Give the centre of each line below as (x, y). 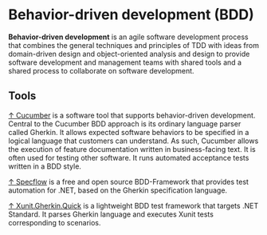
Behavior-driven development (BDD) (132, 15)
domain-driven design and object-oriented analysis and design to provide (129, 54)
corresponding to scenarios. (55, 222)
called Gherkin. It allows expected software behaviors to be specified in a (129, 132)
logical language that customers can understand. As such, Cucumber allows (133, 141)
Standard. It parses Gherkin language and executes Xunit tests (111, 214)
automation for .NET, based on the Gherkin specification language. (118, 190)
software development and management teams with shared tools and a (125, 62)
